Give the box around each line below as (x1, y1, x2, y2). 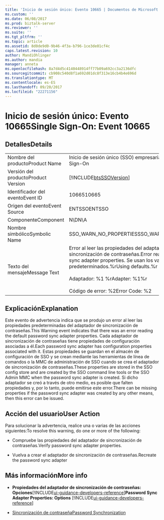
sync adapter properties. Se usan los (69, 257, 153, 264)
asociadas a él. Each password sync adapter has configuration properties (5, 344, 152, 349)
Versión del (7, 168, 34, 175)
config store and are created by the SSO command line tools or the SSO (5, 370, 150, 375)
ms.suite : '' (5, 30, 32, 35)
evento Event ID (7, 195, 42, 201)
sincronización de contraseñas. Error (69, 251, 152, 258)
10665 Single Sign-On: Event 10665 (5, 121, 150, 132)
